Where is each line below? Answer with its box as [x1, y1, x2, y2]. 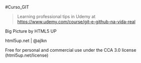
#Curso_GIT [5, 4, 29, 10]
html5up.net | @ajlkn [5, 38, 47, 43]
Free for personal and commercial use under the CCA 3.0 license [5, 47, 137, 53]
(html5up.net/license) [5, 52, 49, 58]
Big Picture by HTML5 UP [5, 28, 57, 34]
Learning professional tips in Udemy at [17, 14, 96, 19]
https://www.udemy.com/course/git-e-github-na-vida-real [17, 19, 136, 24]
